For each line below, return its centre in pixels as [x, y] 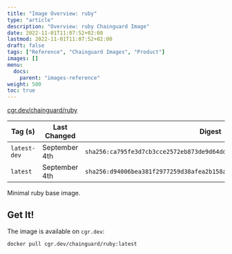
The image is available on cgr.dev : [56, 231]
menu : [15, 65]
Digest [210, 132]
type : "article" [30, 20]
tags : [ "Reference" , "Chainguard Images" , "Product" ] [86, 52]
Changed [60, 136]
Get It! [21, 215]
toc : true [21, 90]
